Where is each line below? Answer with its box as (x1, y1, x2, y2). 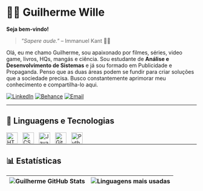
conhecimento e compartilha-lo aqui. (6, 81, 98, 88)
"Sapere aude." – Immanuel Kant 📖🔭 (21, 37, 111, 44)
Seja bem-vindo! (6, 25, 50, 33)
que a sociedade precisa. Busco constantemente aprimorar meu (6, 74, 166, 82)
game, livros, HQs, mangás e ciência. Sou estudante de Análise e (6, 55, 169, 62)
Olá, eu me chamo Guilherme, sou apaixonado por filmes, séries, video (6, 48, 182, 56)
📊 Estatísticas (6, 156, 62, 166)
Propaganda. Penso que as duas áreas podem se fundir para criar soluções (6, 68, 195, 75)
